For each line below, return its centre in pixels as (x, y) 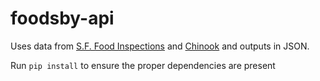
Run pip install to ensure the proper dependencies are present (143, 65)
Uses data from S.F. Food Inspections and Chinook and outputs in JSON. (160, 46)
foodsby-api (62, 18)
